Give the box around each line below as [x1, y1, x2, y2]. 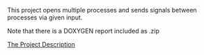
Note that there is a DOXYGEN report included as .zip [7, 27, 160, 35]
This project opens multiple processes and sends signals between [7, 6, 197, 14]
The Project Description [7, 40, 75, 48]
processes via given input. [7, 13, 83, 22]
